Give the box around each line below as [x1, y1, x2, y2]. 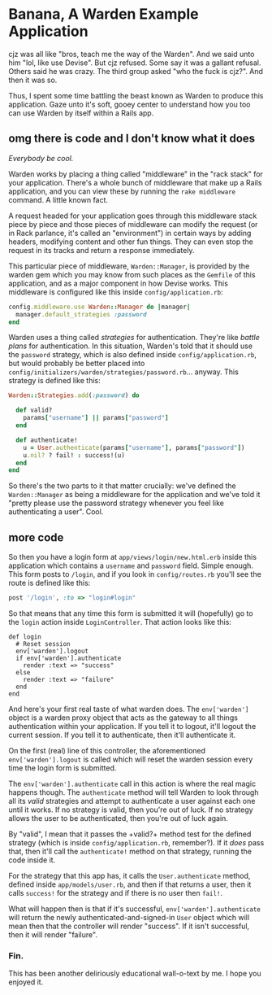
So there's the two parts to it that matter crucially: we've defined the [8, 481, 237, 491]
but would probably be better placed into [8, 359, 145, 369]
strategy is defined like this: [8, 376, 101, 386]
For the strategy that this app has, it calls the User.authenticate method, [8, 871, 251, 880]
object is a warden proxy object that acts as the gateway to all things [8, 713, 238, 722]
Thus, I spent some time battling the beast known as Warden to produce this [8, 90, 264, 100]
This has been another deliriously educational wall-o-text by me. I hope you [8, 969, 261, 979]
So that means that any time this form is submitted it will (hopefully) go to [8, 608, 253, 618]
